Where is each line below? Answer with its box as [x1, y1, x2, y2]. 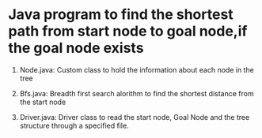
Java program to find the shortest [8, 6, 234, 24]
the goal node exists [8, 39, 144, 57]
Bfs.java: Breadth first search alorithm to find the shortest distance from [19, 88, 255, 98]
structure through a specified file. [19, 121, 129, 130]
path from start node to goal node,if [8, 22, 248, 40]
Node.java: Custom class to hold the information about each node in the [19, 65, 255, 74]
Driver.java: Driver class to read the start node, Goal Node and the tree [19, 112, 250, 121]
